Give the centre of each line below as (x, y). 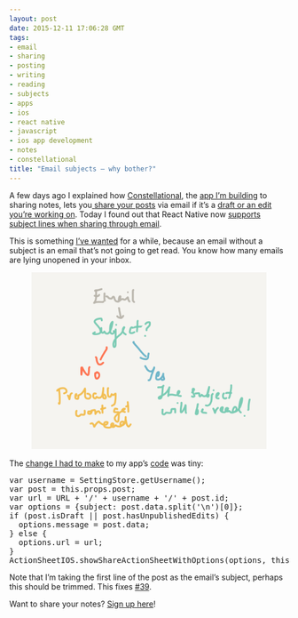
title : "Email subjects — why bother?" (83, 169)
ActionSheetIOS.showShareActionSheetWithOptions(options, (138, 560)
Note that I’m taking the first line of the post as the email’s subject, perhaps (146, 577)
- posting (27, 66)
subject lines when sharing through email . (86, 223)
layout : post (33, 19)
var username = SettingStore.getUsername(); (108, 480)
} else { (28, 533)
